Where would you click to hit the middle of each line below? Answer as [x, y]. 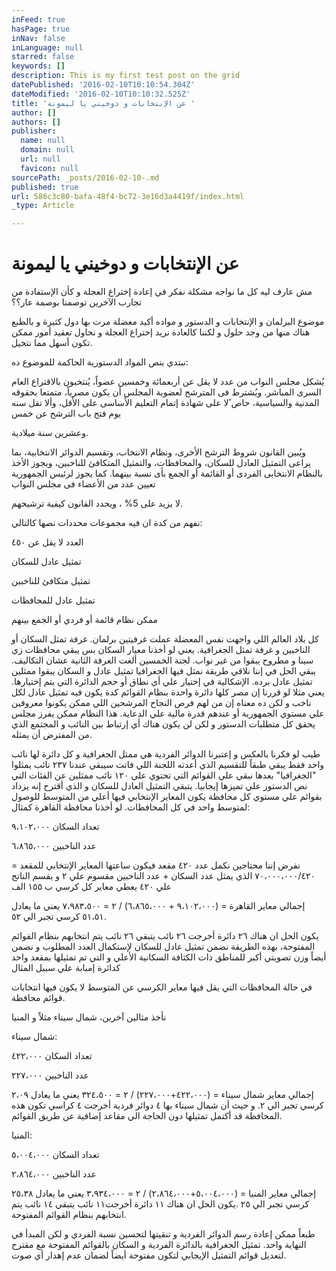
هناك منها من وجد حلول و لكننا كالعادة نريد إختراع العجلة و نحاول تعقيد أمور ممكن [161, 332]
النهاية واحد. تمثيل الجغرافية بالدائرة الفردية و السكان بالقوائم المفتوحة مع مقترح [159, 1245]
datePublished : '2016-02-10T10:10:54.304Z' [103, 85]
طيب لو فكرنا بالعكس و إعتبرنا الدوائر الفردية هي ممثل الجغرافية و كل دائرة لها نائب [166, 754]
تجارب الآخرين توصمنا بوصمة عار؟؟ [77, 302]
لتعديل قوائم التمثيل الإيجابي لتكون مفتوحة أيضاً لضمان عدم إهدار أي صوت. [149, 1255]
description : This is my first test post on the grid [126, 76]
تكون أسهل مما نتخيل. [52, 343]
